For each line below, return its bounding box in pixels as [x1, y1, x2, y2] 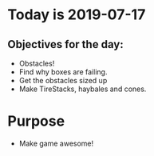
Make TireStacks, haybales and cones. [18, 84, 147, 94]
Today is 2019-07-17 [7, 6, 146, 24]
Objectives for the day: [7, 38, 124, 51]
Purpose [7, 112, 65, 130]
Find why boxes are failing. [18, 67, 108, 77]
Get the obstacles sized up [18, 76, 108, 85]
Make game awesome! [18, 138, 94, 148]
